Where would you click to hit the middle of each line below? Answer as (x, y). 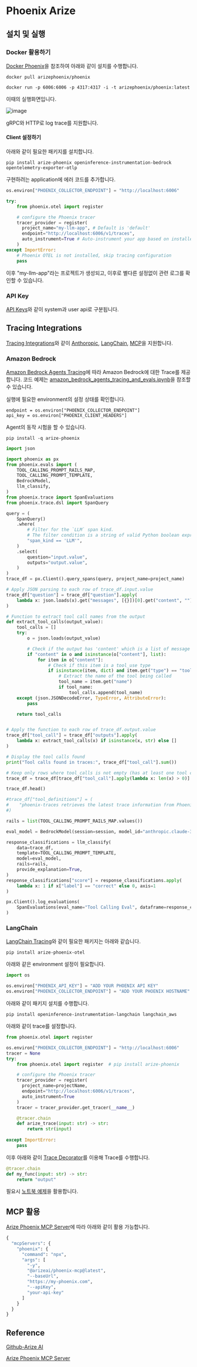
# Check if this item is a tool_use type (99, 665)
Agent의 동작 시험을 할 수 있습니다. (46, 427)
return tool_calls (39, 714)
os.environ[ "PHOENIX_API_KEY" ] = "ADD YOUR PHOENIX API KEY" (82, 986)
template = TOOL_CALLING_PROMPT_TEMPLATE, (67, 853)
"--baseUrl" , (43, 1276)
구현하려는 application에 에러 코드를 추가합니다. (61, 180)
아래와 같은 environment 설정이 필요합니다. (56, 964)
